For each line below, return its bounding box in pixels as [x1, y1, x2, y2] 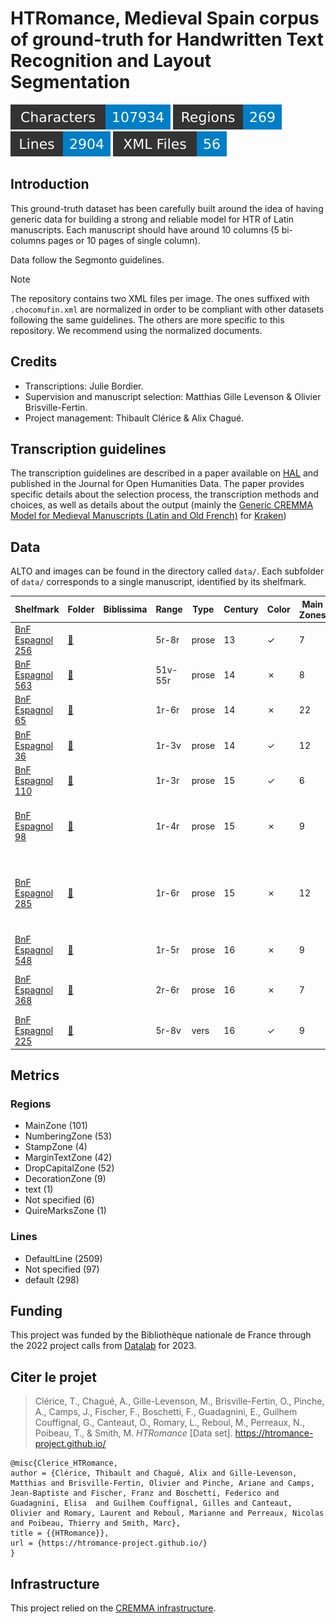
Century [223, 603, 259, 616]
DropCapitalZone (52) [24, 1162, 115, 1174]
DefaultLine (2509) [24, 1252, 103, 1264]
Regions [10, 1097, 52, 1111]
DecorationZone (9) [24, 1173, 107, 1185]
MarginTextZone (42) [24, 1152, 113, 1164]
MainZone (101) [24, 1120, 88, 1132]
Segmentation [10, 71, 131, 94]
